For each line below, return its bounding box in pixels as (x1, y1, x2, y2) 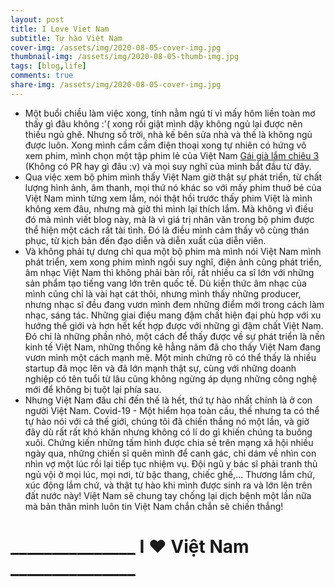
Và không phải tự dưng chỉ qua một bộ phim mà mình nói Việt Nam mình (24, 245, 322, 257)
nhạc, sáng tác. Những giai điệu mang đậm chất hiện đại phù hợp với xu (24, 309, 322, 321)
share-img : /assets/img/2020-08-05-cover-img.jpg (10, 80, 222, 90)
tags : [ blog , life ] (10, 61, 87, 71)
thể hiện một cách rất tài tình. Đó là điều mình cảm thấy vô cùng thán (24, 224, 310, 236)
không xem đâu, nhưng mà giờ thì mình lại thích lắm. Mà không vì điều (24, 202, 314, 215)
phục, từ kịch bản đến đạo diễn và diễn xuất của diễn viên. (24, 234, 267, 246)
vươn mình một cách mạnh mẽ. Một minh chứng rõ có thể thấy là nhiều (24, 351, 317, 363)
